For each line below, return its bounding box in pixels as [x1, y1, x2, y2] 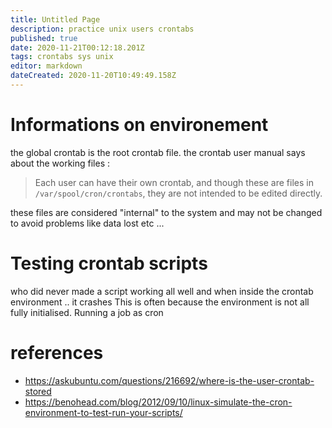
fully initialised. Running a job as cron [10, 306, 164, 318]
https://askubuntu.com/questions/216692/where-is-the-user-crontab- [24, 374, 315, 386]
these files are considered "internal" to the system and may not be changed [10, 206, 323, 218]
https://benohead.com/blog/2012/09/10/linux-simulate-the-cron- [24, 396, 293, 408]
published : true [10, 33, 78, 43]
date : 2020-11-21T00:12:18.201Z [10, 42, 145, 53]
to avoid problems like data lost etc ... [10, 217, 165, 229]
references [10, 341, 104, 364]
